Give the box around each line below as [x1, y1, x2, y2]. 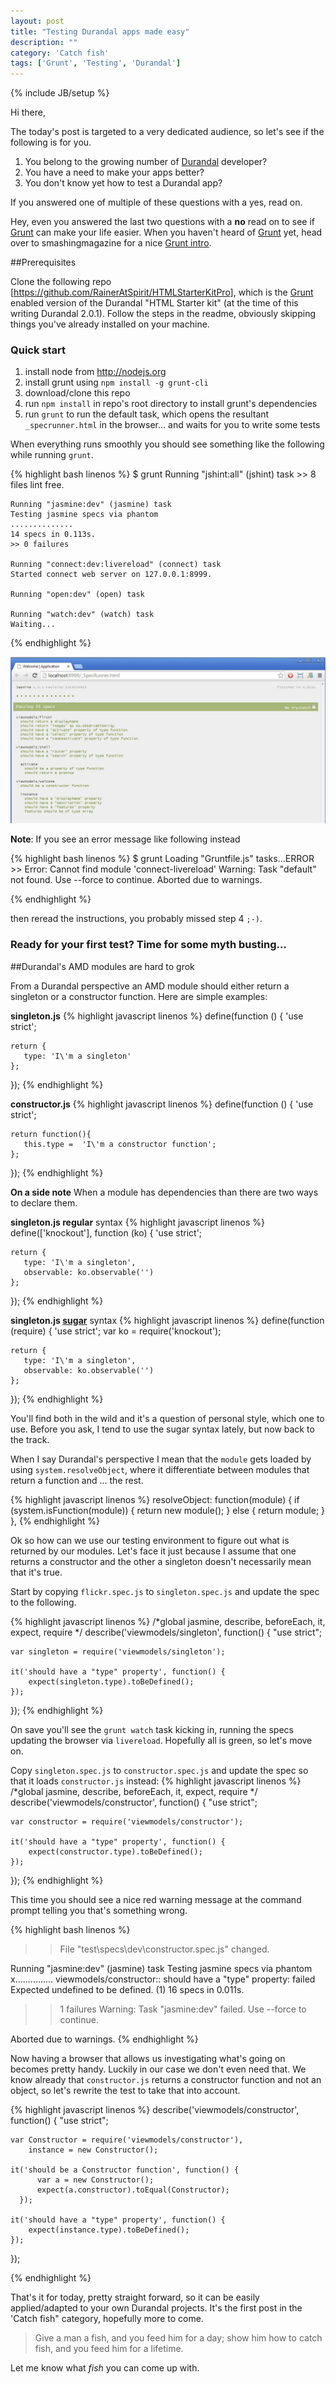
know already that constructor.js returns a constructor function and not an [10, 2073, 322, 2085]
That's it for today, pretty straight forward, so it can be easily [10, 2291, 260, 2303]
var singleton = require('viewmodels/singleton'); [10, 1646, 226, 1657]
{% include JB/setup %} [10, 87, 110, 99]
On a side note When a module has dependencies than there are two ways [10, 1186, 319, 1198]
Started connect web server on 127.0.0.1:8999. [10, 570, 213, 580]
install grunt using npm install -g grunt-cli [24, 376, 209, 389]
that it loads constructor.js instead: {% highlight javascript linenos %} [10, 1775, 302, 1787]
